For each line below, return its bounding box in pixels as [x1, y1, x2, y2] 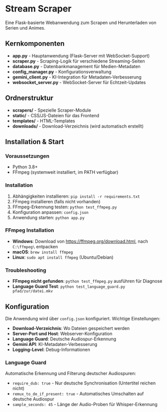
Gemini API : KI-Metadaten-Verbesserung [12, 341, 98, 347]
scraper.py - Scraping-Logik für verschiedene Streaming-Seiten [12, 58, 145, 64]
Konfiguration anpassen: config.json [12, 209, 89, 215]
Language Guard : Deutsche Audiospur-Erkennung [12, 336, 116, 342]
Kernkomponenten [5, 40, 65, 48]
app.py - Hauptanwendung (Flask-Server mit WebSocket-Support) [12, 53, 150, 59]
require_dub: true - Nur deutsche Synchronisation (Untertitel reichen [12, 380, 156, 386]
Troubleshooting [5, 266, 46, 273]
